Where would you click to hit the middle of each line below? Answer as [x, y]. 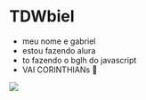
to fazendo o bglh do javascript [79, 60]
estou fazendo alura [59, 50]
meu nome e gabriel [59, 41]
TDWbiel [42, 17]
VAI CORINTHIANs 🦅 [60, 70]
